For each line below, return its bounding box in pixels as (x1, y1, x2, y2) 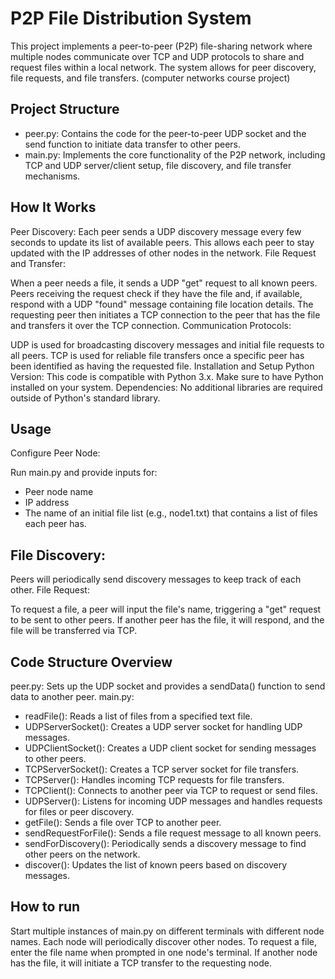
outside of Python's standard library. (10, 392, 161, 404)
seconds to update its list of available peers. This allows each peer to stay (10, 236, 315, 248)
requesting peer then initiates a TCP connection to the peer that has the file (10, 308, 321, 321)
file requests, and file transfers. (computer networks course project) (10, 72, 291, 84)
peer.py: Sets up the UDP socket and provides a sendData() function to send (10, 680, 326, 692)
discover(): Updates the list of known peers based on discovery (24, 859, 288, 871)
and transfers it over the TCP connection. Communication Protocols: (10, 319, 292, 331)
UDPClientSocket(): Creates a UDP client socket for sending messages (24, 742, 317, 754)
